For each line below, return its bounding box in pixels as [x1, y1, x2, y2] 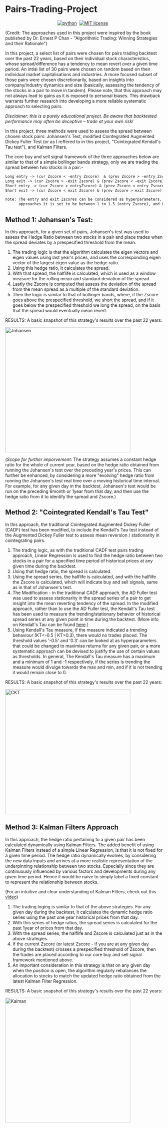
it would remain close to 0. [12, 669, 67, 675]
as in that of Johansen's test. [12, 584, 72, 590]
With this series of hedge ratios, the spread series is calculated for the [12, 919, 157, 925]
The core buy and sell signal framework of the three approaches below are [5, 154, 159, 160]
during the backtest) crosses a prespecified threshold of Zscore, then [12, 946, 156, 952]
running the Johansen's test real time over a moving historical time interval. [5, 478, 160, 483]
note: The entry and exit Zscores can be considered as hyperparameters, [5, 197, 162, 202]
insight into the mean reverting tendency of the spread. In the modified [12, 600, 158, 606]
